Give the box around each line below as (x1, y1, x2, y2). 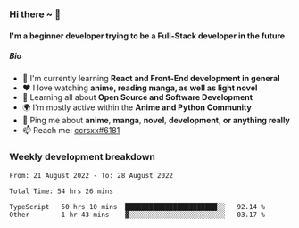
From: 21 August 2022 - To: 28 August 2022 (9, 171, 174, 180)
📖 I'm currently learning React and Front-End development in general (21, 73, 280, 84)
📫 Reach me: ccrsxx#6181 (21, 125, 120, 136)
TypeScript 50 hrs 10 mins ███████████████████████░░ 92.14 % (9, 202, 266, 211)
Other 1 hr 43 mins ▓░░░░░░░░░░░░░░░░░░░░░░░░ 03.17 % (9, 210, 266, 219)
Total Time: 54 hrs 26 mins (9, 187, 114, 196)
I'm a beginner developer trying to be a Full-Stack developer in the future (9, 30, 286, 41)
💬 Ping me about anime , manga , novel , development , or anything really (21, 115, 290, 126)
